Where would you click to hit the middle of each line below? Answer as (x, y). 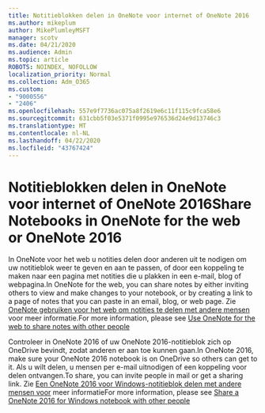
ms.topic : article (38, 60)
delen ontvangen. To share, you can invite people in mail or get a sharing (126, 376)
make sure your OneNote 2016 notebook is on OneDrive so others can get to (133, 359)
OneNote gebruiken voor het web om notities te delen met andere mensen (129, 310)
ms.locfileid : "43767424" (51, 148)
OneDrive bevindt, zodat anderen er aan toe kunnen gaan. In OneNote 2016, (131, 350)
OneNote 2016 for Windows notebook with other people (99, 401)
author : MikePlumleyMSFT (49, 30)
